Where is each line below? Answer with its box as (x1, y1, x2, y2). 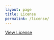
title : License (5, 12, 36, 17)
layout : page (5, 7, 32, 12)
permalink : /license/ (5, 16, 50, 21)
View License (5, 30, 32, 36)
